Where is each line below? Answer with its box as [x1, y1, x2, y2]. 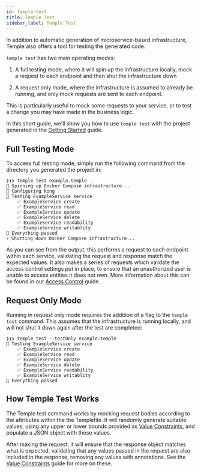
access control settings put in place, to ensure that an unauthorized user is [6, 265, 191, 273]
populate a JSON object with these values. [6, 429, 112, 436]
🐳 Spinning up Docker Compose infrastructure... [6, 183, 130, 189]
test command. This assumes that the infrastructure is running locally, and [6, 318, 191, 325]
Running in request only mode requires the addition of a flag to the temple [6, 312, 188, 318]
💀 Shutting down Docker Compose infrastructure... [6, 235, 135, 242]
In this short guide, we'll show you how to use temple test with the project [6, 120, 190, 127]
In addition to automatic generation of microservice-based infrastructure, [6, 37, 187, 44]
